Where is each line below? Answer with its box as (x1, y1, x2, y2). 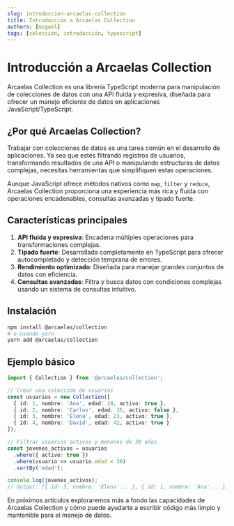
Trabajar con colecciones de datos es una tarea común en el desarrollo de (7, 144, 221, 152)
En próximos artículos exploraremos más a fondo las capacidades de (7, 496, 205, 504)
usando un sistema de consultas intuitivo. (17, 285, 137, 293)
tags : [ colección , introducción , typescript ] (7, 29, 141, 37)
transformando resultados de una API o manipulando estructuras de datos (7, 158, 220, 167)
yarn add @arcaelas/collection (7, 336, 98, 344)
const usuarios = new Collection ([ (7, 393, 111, 400)
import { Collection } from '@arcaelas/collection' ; (7, 375, 164, 382)
